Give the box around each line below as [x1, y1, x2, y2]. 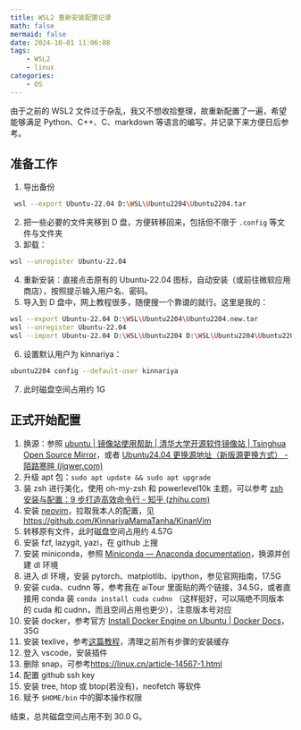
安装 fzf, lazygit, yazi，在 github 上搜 [22, 537, 159, 547]
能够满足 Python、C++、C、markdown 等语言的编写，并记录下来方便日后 [10, 116, 281, 127]
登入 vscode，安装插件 [22, 647, 108, 658]
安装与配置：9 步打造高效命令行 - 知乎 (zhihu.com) [22, 494, 211, 505]
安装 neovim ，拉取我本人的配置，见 [22, 505, 155, 515]
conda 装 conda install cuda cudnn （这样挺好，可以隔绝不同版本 [40, 592, 285, 604]
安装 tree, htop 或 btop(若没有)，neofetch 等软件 [22, 681, 202, 692]
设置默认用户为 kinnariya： [22, 348, 122, 359]
